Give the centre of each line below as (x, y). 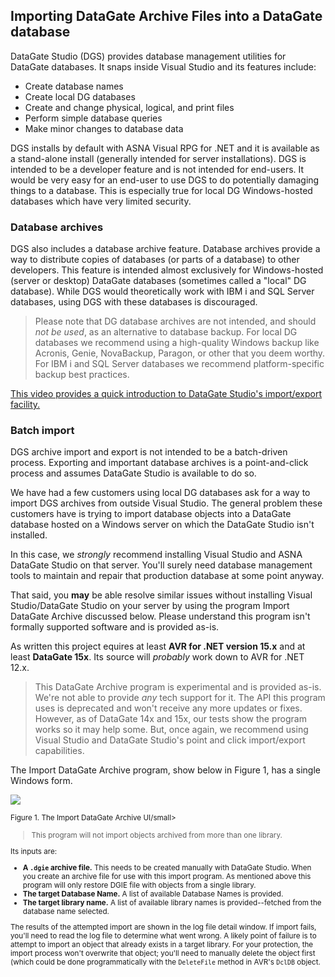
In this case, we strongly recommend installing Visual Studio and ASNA (156, 555)
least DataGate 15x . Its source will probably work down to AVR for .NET (157, 657)
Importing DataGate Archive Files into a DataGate (166, 16)
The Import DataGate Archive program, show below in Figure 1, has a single (165, 770)
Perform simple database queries (93, 118)
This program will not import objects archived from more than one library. (157, 835)
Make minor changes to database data (104, 128)
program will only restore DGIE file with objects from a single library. (139, 885)
